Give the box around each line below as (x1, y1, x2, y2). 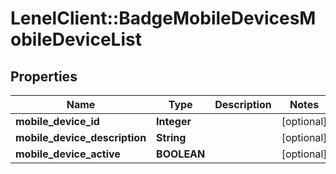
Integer (156, 115, 192, 128)
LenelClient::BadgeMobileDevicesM (10, 7, 317, 30)
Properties (10, 68, 78, 85)
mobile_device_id (15, 115, 100, 128)
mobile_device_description (15, 131, 147, 144)
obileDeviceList (10, 28, 142, 51)
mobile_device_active (15, 147, 121, 161)
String (156, 131, 187, 144)
